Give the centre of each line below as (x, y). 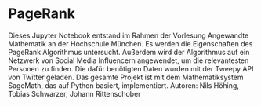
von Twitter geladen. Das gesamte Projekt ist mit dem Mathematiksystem (126, 77)
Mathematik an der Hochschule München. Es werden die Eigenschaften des (130, 43)
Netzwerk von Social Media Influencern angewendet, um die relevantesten (129, 60)
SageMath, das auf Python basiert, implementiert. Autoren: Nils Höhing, (123, 85)
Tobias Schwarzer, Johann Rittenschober (74, 93)
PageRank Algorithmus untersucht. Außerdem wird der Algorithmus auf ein (129, 52)
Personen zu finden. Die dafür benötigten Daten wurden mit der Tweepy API (131, 68)
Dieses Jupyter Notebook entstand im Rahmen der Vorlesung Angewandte (129, 35)
